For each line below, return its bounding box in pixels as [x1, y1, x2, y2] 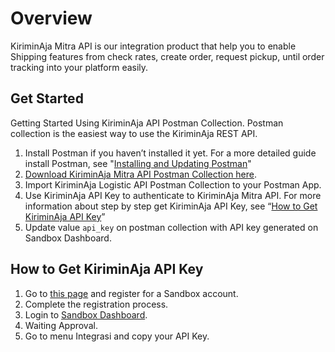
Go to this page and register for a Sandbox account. [24, 287, 239, 299]
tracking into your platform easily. [10, 61, 149, 73]
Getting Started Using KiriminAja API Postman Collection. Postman [10, 117, 284, 129]
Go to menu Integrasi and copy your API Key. [24, 330, 210, 342]
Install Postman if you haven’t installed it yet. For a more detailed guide [24, 147, 317, 159]
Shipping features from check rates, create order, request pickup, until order [10, 50, 325, 62]
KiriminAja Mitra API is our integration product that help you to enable [10, 40, 297, 52]
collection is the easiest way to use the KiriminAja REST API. [10, 127, 258, 139]
